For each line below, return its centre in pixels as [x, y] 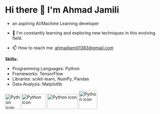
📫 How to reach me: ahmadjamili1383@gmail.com [63, 48]
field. [17, 38]
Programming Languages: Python [46, 68]
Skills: [11, 59]
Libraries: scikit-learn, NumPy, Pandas [50, 79]
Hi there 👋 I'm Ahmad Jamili [62, 10]
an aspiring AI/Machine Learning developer [55, 23]
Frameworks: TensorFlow [38, 74]
